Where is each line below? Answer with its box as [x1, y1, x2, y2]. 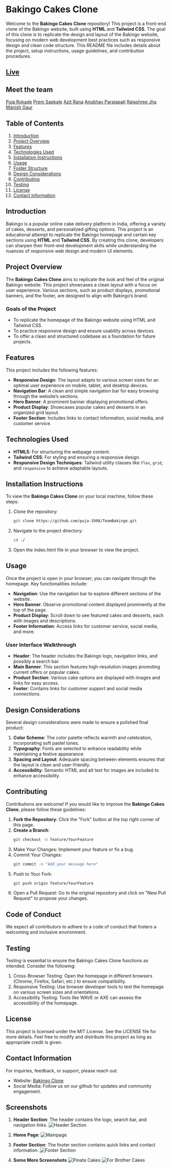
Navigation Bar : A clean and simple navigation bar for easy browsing [13, 387, 159, 394]
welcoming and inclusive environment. [6, 929, 87, 936]
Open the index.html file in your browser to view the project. [13, 547, 140, 553]
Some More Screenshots [13, 1157, 67, 1163]
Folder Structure [13, 165, 48, 171]
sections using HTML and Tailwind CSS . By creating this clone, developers [6, 237, 164, 243]
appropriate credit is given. [6, 1039, 63, 1045]
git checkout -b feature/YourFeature [13, 837, 94, 842]
